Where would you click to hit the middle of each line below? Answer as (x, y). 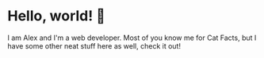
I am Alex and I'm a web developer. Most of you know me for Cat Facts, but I (132, 38)
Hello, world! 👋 (57, 16)
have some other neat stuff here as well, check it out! (94, 45)
